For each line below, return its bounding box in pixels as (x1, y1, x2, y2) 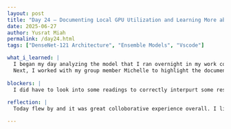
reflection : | (7, 99, 48, 106)
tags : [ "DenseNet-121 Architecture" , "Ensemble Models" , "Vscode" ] (7, 42, 205, 49)
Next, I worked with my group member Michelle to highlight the (13, 67, 201, 74)
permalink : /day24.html (7, 36, 76, 43)
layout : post (7, 10, 45, 17)
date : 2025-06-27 (7, 23, 57, 30)
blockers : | (7, 80, 41, 86)
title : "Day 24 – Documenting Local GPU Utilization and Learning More (7, 16, 217, 23)
